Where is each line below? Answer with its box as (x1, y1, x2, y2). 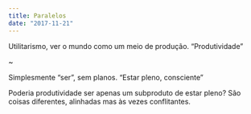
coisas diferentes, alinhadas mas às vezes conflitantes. (8, 96, 191, 106)
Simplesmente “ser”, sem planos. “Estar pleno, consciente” (8, 72, 204, 82)
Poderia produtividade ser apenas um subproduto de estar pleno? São (8, 88, 241, 97)
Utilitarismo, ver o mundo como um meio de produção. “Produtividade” (8, 41, 244, 51)
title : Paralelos (8, 11, 67, 20)
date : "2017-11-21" (8, 19, 74, 27)
